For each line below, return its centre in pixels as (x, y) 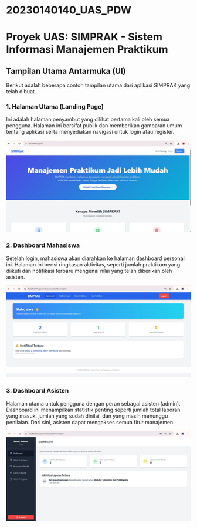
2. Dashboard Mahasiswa (43, 245)
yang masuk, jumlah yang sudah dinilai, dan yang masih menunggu (87, 416)
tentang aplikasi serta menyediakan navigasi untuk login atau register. (90, 132)
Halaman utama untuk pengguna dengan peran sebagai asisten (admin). (93, 403)
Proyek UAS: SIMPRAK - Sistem (84, 37)
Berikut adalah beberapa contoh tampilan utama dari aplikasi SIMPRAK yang (98, 85)
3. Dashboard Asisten (38, 391)
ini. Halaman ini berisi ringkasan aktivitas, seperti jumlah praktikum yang (93, 264)
